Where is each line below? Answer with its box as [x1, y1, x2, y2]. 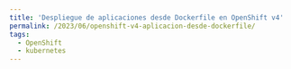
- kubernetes [17, 47, 67, 56]
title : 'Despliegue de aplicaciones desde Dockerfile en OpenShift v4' [9, 13, 284, 22]
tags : [9, 30, 30, 39]
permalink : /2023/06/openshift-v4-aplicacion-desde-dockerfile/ [9, 22, 256, 30]
